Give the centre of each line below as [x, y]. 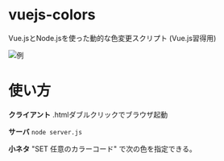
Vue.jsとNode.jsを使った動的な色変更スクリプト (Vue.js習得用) [112, 38]
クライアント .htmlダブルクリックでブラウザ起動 [88, 114]
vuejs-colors [52, 15]
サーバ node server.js [46, 131]
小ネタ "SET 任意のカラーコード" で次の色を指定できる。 [103, 149]
